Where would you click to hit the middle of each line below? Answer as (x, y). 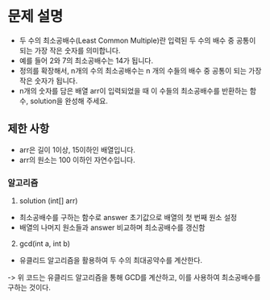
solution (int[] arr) (48, 201)
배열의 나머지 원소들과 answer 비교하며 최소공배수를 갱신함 (112, 227)
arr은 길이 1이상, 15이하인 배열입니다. (77, 149)
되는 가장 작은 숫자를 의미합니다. (70, 50)
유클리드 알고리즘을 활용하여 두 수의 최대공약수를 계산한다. (111, 260)
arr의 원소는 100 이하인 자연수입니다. (77, 160)
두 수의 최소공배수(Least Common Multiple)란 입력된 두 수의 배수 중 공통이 (137, 40)
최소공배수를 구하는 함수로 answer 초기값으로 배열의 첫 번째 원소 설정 (128, 218)
